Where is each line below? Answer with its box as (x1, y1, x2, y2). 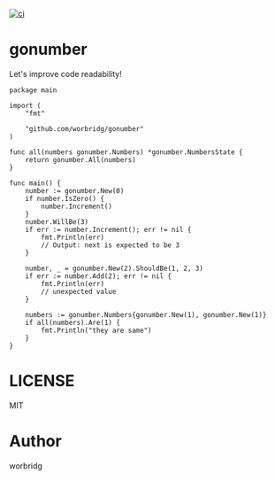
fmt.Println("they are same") (41, 326, 152, 335)
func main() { (9, 178, 62, 188)
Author (9, 431, 62, 452)
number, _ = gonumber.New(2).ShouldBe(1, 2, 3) (25, 264, 203, 273)
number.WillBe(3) (25, 217, 89, 226)
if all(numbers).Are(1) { (25, 318, 121, 327)
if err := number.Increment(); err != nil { (25, 225, 192, 234)
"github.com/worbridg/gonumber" (25, 124, 144, 133)
